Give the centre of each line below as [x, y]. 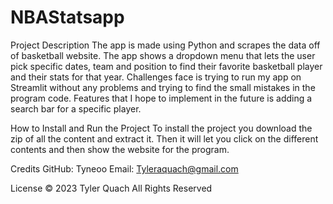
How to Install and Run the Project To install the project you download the [161, 128]
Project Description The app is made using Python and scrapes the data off [165, 45]
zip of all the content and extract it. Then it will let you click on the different [164, 138]
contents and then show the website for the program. [120, 149]
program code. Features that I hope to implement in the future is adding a [161, 98]
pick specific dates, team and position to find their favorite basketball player [166, 66]
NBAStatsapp [67, 17]
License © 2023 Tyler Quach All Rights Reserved [111, 188]
